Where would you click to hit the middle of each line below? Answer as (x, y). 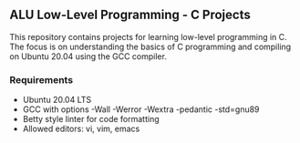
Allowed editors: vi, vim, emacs (81, 129)
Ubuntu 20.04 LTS (57, 100)
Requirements (41, 79)
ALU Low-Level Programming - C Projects (130, 15)
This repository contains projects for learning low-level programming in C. (148, 36)
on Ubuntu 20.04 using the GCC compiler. (88, 56)
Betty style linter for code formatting (91, 119)
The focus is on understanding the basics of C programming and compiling (150, 46)
